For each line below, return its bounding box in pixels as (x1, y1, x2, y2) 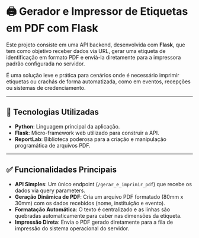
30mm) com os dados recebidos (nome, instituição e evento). (14, 199, 166, 206)
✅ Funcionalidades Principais (6, 165, 117, 175)
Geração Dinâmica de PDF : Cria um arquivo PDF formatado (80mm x (14, 193, 184, 200)
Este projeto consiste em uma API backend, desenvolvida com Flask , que (6, 41, 185, 48)
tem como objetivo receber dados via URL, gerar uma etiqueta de (6, 47, 166, 54)
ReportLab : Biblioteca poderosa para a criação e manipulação (14, 135, 167, 143)
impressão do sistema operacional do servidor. (14, 224, 130, 232)
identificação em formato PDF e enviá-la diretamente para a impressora (6, 54, 181, 61)
